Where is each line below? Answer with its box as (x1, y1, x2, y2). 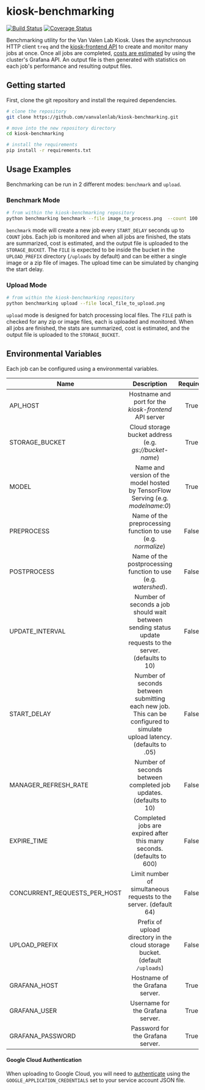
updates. (137, 788, 163, 797)
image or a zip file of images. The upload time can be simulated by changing (6, 259, 199, 266)
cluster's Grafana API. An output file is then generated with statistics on (6, 56, 186, 63)
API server (135, 412, 165, 421)
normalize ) (134, 542, 166, 550)
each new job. (129, 702, 170, 711)
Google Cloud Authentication (6, 1056, 82, 1064)
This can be (133, 709, 167, 718)
